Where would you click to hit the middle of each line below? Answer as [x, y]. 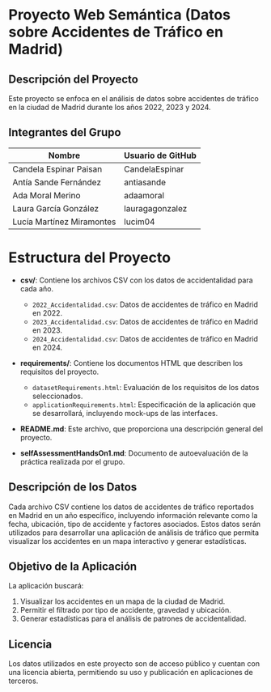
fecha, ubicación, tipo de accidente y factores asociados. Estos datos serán [135, 524]
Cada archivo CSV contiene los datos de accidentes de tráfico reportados [131, 507]
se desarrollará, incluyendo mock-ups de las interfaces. [125, 413]
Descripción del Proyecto [74, 79]
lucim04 [140, 222]
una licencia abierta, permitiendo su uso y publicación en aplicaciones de [131, 673]
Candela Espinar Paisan [57, 169]
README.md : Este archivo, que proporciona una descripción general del [142, 429]
